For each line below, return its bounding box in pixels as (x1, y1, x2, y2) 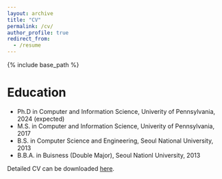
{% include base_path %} (7, 61, 79, 69)
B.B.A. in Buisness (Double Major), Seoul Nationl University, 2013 (16, 151, 201, 159)
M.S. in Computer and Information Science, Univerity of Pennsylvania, (16, 121, 214, 130)
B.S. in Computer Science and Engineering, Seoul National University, (16, 136, 214, 145)
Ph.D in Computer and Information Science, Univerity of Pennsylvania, (16, 107, 216, 115)
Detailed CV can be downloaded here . (7, 164, 115, 172)
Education (7, 85, 66, 100)
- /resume (13, 42, 41, 49)
